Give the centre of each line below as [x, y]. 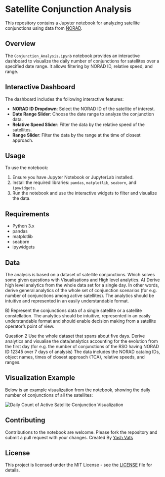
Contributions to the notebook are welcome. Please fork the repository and [81, 432]
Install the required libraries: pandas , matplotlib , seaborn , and [74, 182]
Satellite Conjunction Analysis [68, 9]
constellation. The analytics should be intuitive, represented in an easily [78, 316]
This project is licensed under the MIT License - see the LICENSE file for [79, 465]
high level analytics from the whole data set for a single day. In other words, [82, 285]
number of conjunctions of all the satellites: [49, 395]
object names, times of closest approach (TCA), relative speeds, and [75, 357]
